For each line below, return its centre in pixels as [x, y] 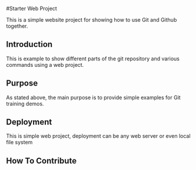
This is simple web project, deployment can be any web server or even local [98, 136]
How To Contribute [41, 161]
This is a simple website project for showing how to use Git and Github [92, 20]
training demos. [25, 103]
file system [19, 142]
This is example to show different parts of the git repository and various [93, 59]
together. [17, 26]
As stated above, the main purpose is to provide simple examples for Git [93, 97]
